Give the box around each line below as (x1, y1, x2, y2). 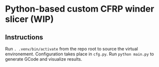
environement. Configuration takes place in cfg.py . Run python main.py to (5, 51, 154, 57)
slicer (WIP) (5, 14, 54, 25)
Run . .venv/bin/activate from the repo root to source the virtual (5, 46, 138, 51)
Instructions (5, 33, 43, 41)
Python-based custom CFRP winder (5, 3, 155, 15)
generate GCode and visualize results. (5, 56, 82, 62)
